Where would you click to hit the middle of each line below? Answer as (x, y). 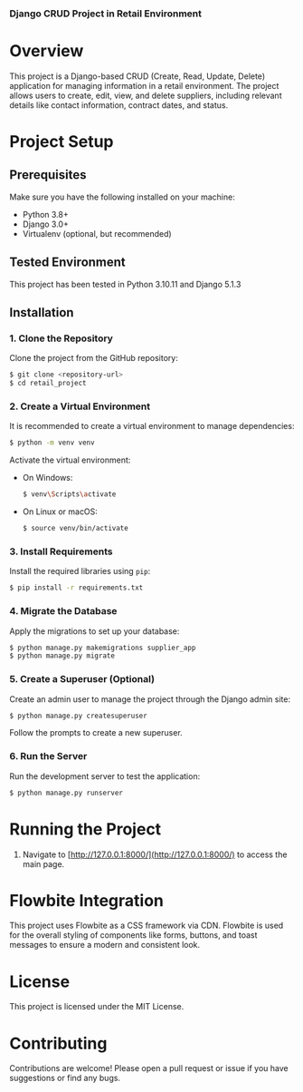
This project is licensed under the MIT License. (97, 1007)
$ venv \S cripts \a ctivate (69, 494)
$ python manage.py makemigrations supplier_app (103, 648)
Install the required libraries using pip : (80, 571)
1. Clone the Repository (61, 338)
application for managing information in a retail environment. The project (144, 85)
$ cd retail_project (48, 384)
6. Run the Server (48, 756)
